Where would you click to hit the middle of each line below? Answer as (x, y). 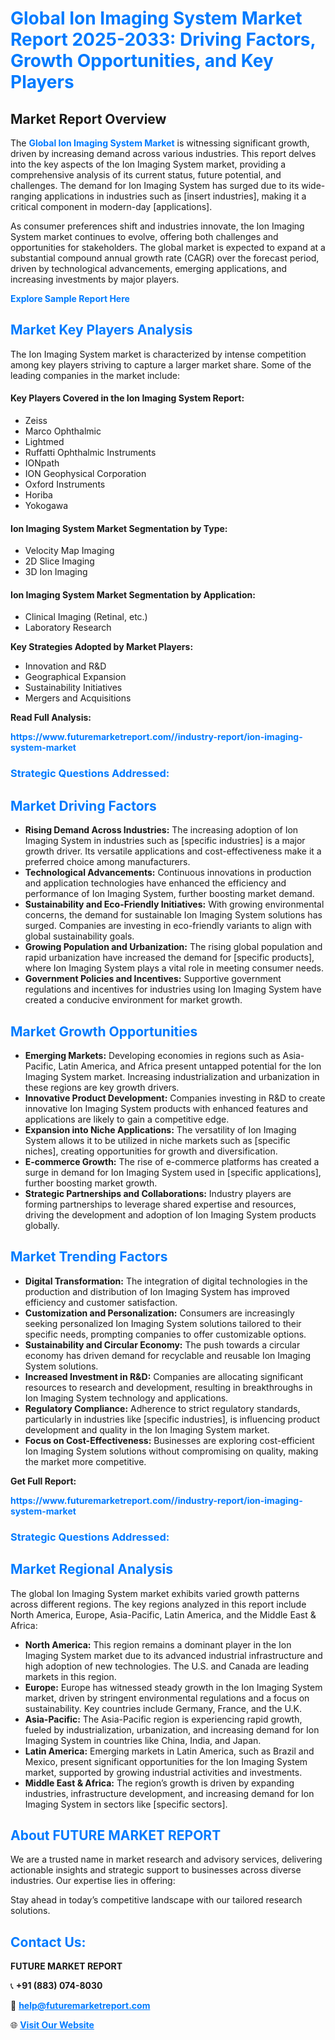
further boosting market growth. (91, 1183)
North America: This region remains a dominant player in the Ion (158, 1644)
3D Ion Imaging (56, 572)
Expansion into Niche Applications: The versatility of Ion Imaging (160, 1129)
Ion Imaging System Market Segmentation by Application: (133, 594)
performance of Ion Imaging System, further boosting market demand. (169, 894)
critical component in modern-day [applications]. (111, 206)
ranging (26, 196)
